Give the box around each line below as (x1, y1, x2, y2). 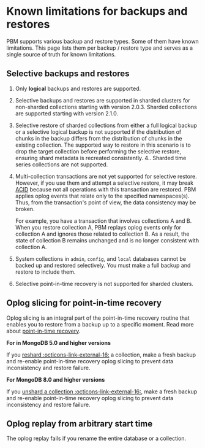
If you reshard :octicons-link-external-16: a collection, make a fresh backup (6, 351, 196, 358)
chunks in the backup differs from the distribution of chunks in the (15, 134, 182, 142)
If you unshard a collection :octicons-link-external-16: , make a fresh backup (6, 388, 198, 395)
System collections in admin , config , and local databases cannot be (15, 255, 187, 262)
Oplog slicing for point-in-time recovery (6, 298, 162, 308)
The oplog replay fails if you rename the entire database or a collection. (6, 434, 187, 442)
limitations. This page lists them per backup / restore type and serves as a (6, 44, 193, 52)
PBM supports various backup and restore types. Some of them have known (6, 37, 199, 45)
